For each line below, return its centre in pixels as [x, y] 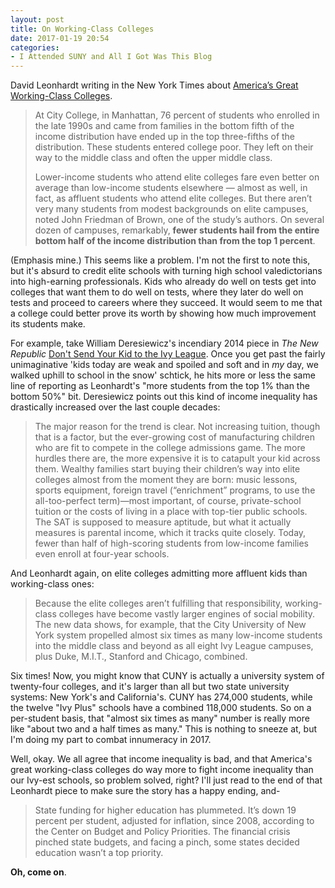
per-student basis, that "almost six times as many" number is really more [160, 718]
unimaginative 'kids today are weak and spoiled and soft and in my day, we [164, 365]
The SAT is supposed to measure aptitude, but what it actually [163, 522]
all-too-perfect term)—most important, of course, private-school [168, 501]
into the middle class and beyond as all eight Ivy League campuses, [174, 646]
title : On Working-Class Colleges [82, 29]
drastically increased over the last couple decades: [115, 407]
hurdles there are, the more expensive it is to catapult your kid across [177, 458]
